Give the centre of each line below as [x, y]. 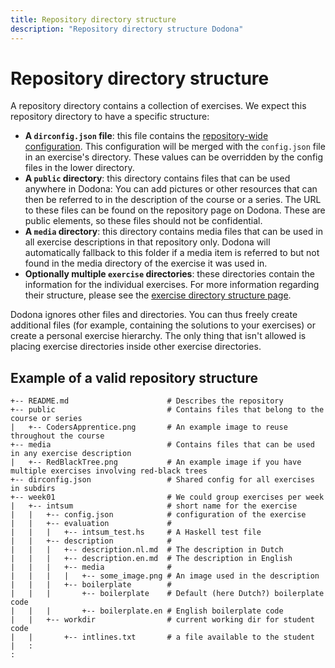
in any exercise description [71, 454]
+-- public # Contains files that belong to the [167, 410]
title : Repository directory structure [93, 19]
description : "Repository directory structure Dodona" [127, 29]
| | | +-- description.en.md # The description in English [151, 559]
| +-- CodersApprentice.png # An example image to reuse [149, 427]
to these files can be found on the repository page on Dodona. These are [175, 210]
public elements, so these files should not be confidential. [143, 221]
